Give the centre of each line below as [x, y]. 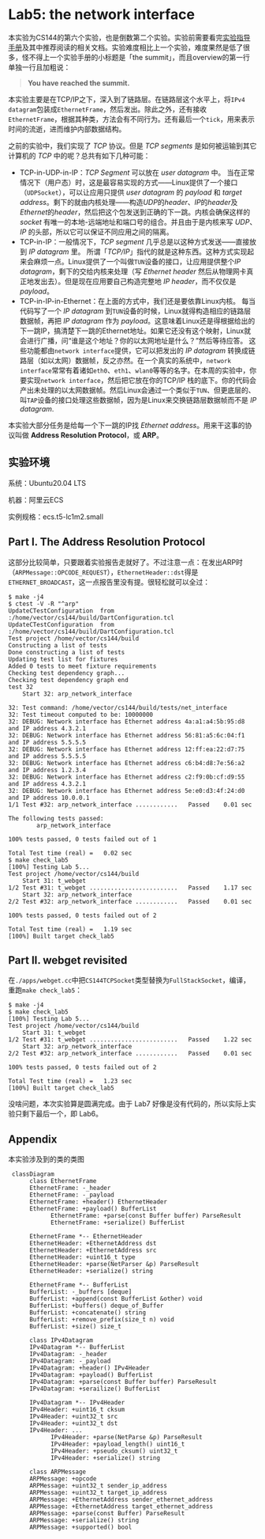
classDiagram [33, 1174]
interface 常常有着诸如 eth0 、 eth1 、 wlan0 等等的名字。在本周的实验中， [134, 370]
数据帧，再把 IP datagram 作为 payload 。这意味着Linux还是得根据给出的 [137, 320]
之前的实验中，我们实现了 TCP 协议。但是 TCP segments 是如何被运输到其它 [132, 146]
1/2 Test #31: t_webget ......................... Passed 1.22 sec [130, 1040]
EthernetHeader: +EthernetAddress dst [93, 1244]
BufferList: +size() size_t [75, 1327]
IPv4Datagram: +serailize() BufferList [94, 1389]
